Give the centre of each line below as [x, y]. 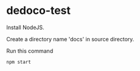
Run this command [30, 51]
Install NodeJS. [25, 27]
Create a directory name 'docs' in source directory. [70, 39]
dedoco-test [39, 11]
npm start [19, 62]
